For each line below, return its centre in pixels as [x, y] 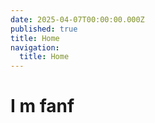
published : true [44, 29]
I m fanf [42, 106]
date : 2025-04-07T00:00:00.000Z [77, 19]
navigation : [35, 47]
